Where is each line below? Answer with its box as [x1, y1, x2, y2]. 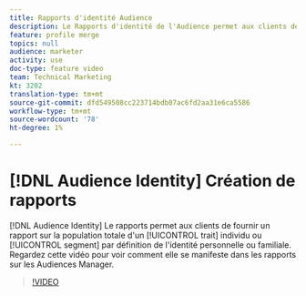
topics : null [9, 38, 59, 48]
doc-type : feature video [9, 65, 104, 74]
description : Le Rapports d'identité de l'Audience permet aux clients [9, 22, 287, 31]
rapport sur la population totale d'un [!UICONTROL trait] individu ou [9, 230, 262, 240]
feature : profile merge [9, 30, 100, 39]
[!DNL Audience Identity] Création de [9, 170, 296, 191]
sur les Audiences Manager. [9, 259, 115, 270]
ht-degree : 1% [9, 124, 64, 133]
